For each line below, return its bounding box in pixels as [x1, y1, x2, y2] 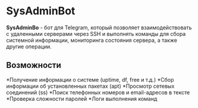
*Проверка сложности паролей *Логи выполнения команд [6, 95, 158, 102]
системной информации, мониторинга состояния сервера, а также [6, 36, 177, 44]
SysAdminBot [6, 4, 76, 18]
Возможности [6, 60, 61, 70]
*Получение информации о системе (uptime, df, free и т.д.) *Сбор [6, 76, 174, 83]
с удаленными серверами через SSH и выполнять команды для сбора [6, 30, 186, 37]
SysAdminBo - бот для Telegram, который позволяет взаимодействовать [6, 24, 192, 31]
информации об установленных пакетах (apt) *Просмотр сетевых [6, 82, 175, 90]
